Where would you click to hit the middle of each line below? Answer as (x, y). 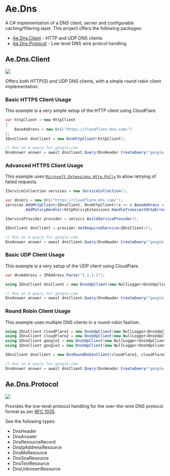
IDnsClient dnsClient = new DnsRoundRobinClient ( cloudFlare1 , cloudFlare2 (86, 355)
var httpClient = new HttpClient (40, 120)
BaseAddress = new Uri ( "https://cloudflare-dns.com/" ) (73, 129)
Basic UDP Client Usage (35, 255)
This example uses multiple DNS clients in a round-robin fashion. (73, 322)
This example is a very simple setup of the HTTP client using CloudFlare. (81, 111)
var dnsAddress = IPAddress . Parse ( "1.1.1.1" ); (55, 275)
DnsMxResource (30, 452)
